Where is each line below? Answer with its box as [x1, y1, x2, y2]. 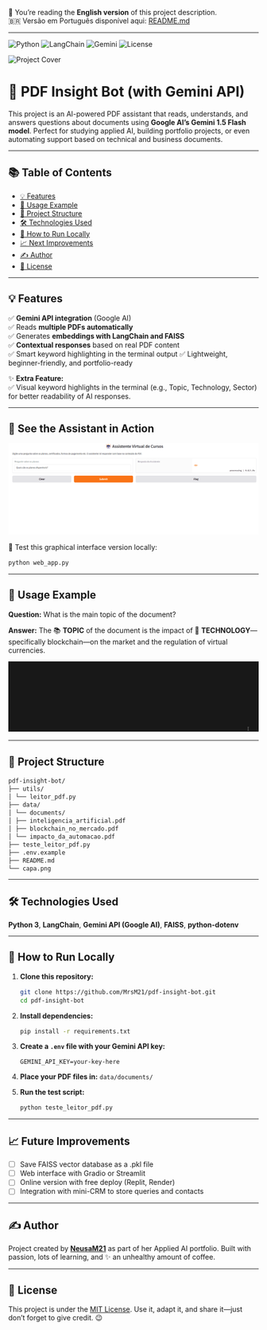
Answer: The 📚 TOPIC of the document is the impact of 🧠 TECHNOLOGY [8, 626, 251, 635]
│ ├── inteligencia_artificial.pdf [8, 817, 126, 825]
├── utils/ [8, 785, 44, 793]
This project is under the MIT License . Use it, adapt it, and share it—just [8, 1304, 243, 1314]
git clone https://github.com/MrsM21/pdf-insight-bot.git [19, 988, 216, 996]
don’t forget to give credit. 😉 [8, 1313, 103, 1323]
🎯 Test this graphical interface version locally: [8, 542, 157, 551]
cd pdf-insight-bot [19, 996, 85, 1004]
